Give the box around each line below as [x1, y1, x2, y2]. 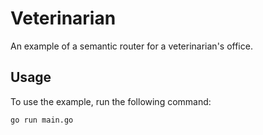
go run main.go [10, 115, 74, 125]
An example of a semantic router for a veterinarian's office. [10, 40, 253, 52]
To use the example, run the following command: [10, 95, 212, 107]
